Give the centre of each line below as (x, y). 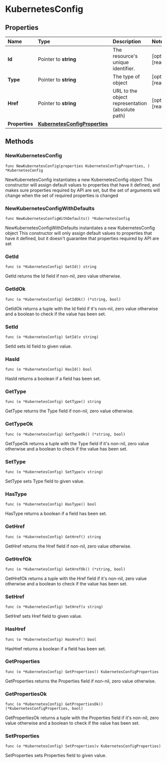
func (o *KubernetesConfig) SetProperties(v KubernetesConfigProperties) (83, 746)
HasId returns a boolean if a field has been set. (53, 379)
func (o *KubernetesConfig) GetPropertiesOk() (54, 704)
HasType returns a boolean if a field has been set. (56, 514)
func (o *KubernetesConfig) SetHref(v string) (54, 607)
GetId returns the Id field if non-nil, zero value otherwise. (63, 276)
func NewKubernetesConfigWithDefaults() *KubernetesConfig (68, 218)
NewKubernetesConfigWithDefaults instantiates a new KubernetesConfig (80, 228)
